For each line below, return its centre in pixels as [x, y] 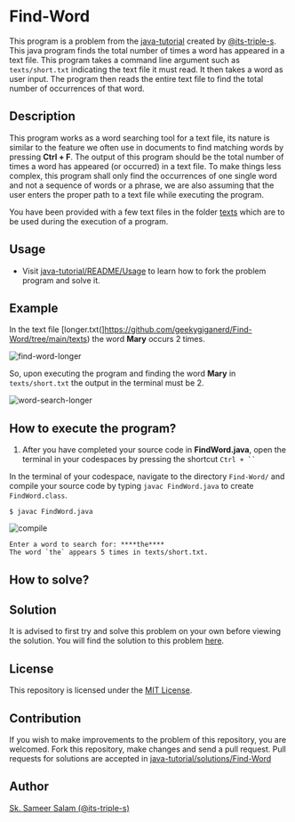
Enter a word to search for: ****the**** [87, 545]
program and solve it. [61, 280]
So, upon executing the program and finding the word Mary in [123, 374]
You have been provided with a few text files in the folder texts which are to [147, 212]
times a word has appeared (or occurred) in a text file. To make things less [145, 166]
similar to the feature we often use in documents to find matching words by [147, 147]
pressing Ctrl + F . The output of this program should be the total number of [147, 157]
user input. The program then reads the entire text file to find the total [136, 78]
